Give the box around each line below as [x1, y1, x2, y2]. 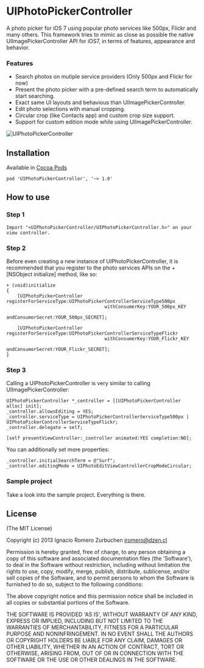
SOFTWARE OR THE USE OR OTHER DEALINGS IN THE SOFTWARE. [6, 656, 177, 664]
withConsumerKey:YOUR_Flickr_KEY [104, 336, 189, 342]
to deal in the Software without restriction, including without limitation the [6, 561, 190, 569]
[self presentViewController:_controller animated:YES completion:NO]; [6, 435, 192, 441]
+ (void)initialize [6, 282, 56, 289]
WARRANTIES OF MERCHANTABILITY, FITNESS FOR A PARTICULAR [6, 624, 178, 631]
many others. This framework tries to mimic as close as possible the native [6, 30, 194, 38]
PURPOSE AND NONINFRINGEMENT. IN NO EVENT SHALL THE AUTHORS [6, 630, 194, 638]
